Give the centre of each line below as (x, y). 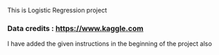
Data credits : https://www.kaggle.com (75, 28)
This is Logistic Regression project (57, 10)
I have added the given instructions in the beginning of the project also (110, 44)
